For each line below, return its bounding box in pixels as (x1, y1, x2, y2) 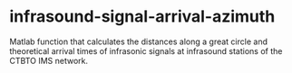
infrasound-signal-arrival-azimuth (9, 6, 276, 27)
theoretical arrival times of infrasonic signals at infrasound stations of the (9, 45, 283, 56)
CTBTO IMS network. (9, 55, 89, 66)
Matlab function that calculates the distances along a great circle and (9, 36, 268, 47)
